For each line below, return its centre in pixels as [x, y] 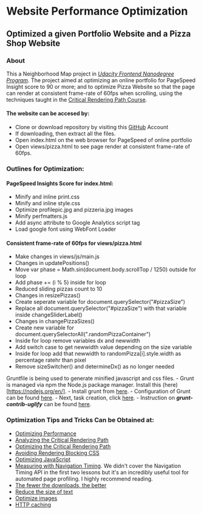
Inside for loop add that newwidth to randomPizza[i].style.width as [98, 354]
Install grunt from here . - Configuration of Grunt [131, 392]
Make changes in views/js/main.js [57, 256]
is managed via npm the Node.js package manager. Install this [84, 385]
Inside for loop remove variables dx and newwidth [78, 341]
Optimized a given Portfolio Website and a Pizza [99, 34]
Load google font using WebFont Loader [66, 229]
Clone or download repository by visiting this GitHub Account [92, 127]
